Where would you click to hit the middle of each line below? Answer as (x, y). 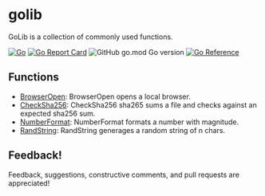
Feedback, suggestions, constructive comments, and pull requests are (124, 174)
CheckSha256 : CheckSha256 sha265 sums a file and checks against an (138, 104)
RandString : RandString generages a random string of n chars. (123, 130)
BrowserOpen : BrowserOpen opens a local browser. (105, 96)
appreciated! (29, 183)
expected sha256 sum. (57, 113)
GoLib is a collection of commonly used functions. (91, 37)
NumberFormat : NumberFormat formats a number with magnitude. (129, 122)
